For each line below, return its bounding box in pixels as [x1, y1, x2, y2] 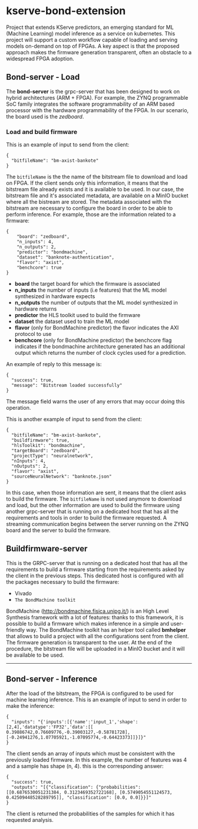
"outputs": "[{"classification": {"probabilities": [11, 784, 141, 790]
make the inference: [6, 702, 55, 709]
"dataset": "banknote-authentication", [16, 254, 115, 260]
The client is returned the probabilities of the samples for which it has [6, 810, 175, 817]
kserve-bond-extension [6, 4, 126, 18]
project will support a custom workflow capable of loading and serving [6, 36, 178, 43]
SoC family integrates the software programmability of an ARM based [6, 100, 175, 107]
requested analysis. [6, 816, 54, 823]
